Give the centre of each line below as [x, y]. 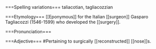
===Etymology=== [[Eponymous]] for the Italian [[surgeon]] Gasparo [77, 17]
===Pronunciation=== [28, 31]
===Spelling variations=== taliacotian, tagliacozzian [59, 7]
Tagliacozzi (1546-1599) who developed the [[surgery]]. [63, 22]
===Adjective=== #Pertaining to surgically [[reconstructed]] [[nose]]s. [78, 41]
